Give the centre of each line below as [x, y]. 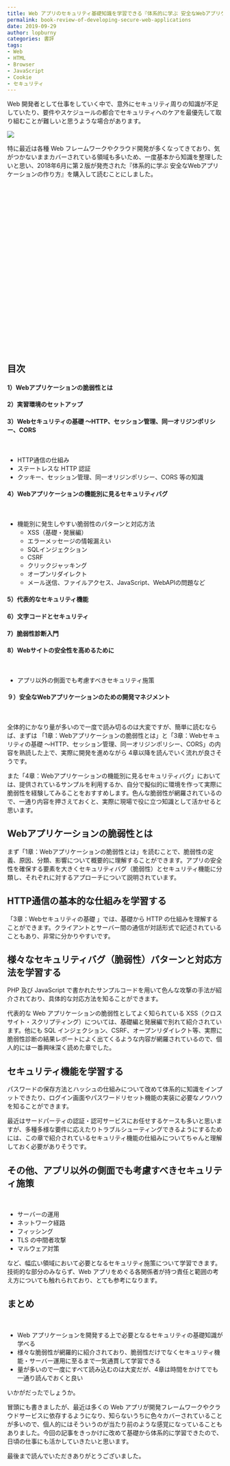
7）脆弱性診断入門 [33, 633]
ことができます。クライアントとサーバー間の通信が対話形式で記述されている [115, 927]
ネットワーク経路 [41, 1223]
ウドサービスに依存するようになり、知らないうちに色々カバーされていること [115, 1415]
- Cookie [20, 77]
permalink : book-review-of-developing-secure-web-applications [99, 20]
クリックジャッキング [57, 565]
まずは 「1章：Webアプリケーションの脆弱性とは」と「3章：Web [111, 736]
